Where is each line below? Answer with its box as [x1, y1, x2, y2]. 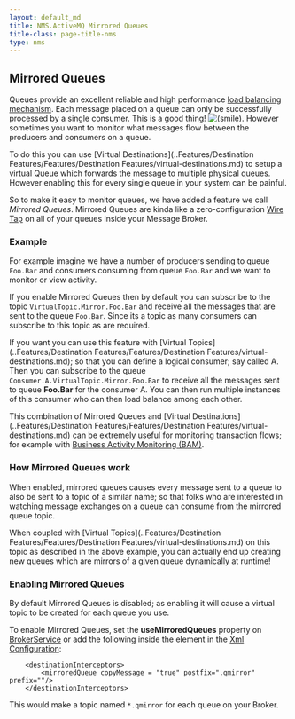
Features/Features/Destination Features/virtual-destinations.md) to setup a [9, 159, 283, 170]
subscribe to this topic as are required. [9, 320, 151, 331]
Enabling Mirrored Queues [9, 578, 125, 590]
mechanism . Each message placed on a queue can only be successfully [9, 104, 272, 115]
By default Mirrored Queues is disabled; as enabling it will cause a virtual [9, 597, 275, 608]
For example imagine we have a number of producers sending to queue [9, 256, 270, 266]
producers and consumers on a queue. [9, 132, 151, 143]
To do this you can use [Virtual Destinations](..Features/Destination [9, 149, 254, 160]
